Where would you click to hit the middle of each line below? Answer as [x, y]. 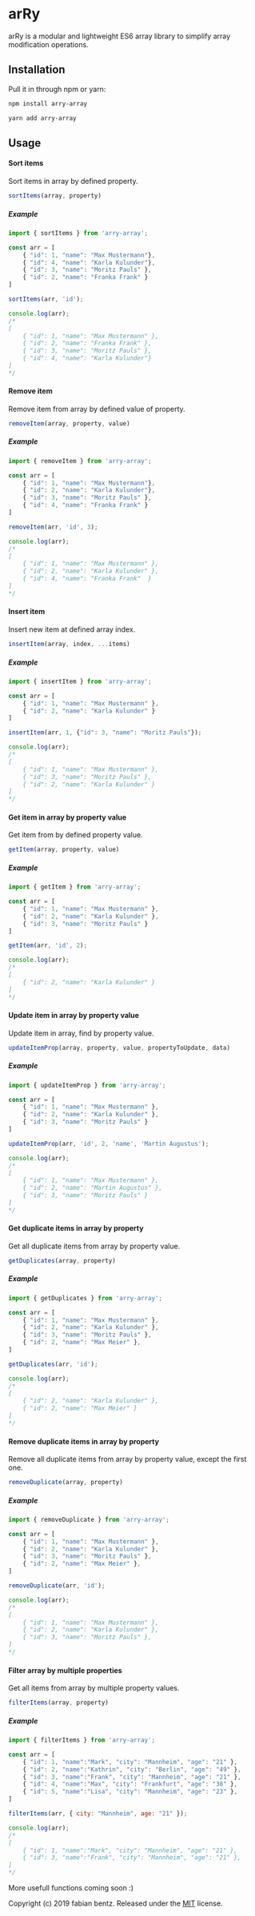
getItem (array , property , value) [64, 850]
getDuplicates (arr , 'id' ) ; [53, 1364]
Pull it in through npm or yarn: [57, 89]
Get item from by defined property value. [76, 835]
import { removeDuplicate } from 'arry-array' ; [89, 1519]
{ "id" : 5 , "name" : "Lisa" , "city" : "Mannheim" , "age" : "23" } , [130, 1792]
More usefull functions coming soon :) [71, 1888]
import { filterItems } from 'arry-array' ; [82, 1740]
